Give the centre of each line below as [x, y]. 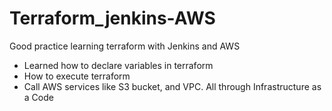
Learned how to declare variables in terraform [118, 65]
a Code [38, 97]
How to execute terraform [77, 76]
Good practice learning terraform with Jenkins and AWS [125, 46]
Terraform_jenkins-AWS [112, 18]
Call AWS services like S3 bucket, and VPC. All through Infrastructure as [172, 86]
